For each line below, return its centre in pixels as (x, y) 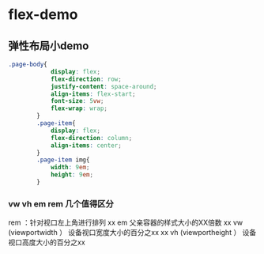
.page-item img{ (63, 160)
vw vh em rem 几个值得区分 (61, 203)
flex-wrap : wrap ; (79, 108)
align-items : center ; (86, 145)
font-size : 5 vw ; (77, 101)
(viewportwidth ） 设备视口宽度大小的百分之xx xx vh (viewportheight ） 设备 (132, 233)
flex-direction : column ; (91, 138)
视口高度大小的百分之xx (47, 242)
